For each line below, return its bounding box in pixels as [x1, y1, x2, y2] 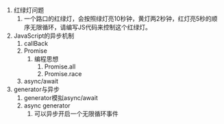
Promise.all [44, 62, 76, 71]
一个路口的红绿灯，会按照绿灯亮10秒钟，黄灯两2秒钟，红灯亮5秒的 [23, 14, 212, 23]
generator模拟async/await [23, 94, 98, 101]
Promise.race [44, 70, 82, 77]
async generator [23, 101, 71, 110]
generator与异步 [13, 85, 60, 93]
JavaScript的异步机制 [13, 32, 75, 40]
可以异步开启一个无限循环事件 [34, 110, 119, 118]
